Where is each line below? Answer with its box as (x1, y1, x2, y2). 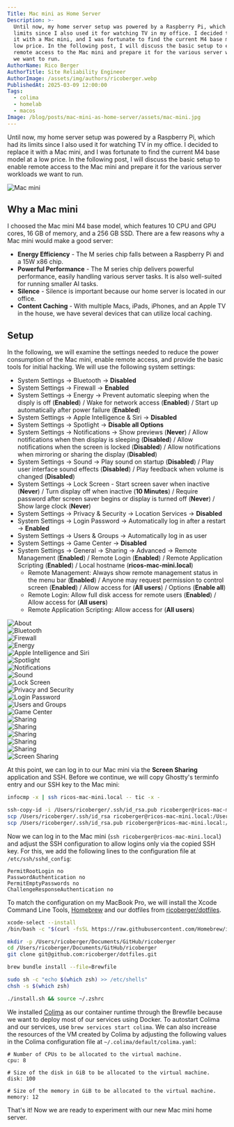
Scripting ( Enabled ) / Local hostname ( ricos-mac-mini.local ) (17, 561, 194, 569)
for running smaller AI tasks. (17, 280, 99, 288)
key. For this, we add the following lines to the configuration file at (7, 846, 196, 855)
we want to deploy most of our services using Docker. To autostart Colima (7, 1015, 220, 1023)
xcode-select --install (7, 919, 77, 926)
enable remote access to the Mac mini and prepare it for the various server (7, 162, 222, 171)
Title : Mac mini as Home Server (7, 10, 101, 17)
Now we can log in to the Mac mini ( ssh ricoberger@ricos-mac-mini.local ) (7, 832, 221, 840)
